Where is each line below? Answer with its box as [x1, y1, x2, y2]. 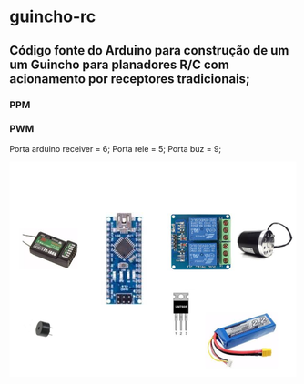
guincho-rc [9, 6, 96, 27]
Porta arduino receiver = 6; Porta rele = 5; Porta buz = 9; [9, 143, 222, 154]
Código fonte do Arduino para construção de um [9, 43, 289, 58]
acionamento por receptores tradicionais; [9, 71, 250, 86]
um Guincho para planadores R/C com [9, 56, 229, 72]
